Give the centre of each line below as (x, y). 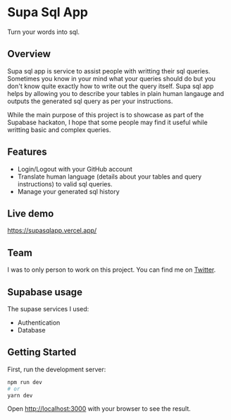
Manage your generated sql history (68, 191)
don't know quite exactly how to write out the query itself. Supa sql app (111, 86)
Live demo (31, 214)
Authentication (39, 323)
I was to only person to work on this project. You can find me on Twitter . (112, 270)
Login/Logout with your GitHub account (75, 169)
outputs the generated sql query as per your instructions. (90, 101)
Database (31, 330)
